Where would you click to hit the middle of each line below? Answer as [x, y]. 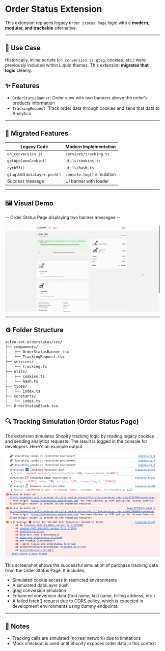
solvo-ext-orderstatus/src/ [34, 342]
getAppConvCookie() [27, 161]
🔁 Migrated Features [37, 133]
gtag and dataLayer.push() [34, 174]
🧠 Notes [17, 626]
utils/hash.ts [80, 168]
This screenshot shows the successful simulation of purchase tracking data [82, 565]
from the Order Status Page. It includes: [45, 571]
